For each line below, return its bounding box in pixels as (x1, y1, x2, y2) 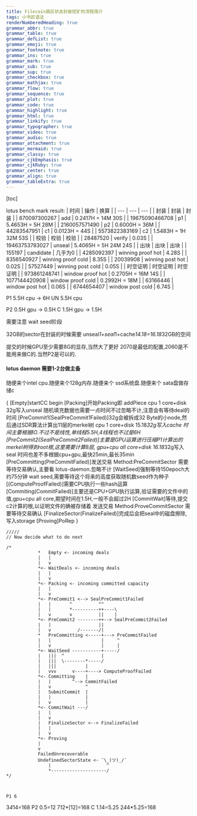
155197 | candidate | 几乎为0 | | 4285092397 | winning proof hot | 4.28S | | (6, 249, 187, 256)
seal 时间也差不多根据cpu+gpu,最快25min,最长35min (6, 451, 134, 458)
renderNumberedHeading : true (6, 19, 78, 25)
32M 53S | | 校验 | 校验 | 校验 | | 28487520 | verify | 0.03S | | (6, 234, 153, 241)
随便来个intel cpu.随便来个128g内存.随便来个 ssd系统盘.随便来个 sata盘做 (6, 379, 184, 386)
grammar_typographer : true (6, 124, 73, 130)
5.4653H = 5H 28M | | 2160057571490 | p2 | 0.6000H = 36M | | (6, 221, 160, 228)
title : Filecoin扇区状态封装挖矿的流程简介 (6, 8, 103, 15)
